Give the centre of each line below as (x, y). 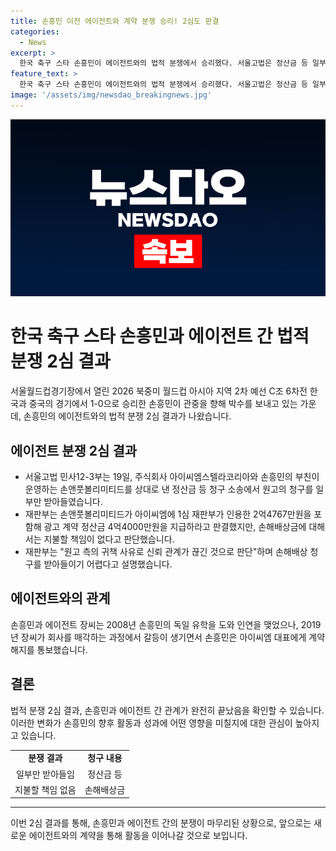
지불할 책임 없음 (45, 789)
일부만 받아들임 (45, 774)
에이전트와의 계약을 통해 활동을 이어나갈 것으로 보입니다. (138, 836)
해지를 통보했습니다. (49, 649)
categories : (35, 31)
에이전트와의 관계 (60, 598)
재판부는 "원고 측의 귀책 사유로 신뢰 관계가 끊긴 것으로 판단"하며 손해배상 (166, 551)
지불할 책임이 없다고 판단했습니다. (109, 539)
